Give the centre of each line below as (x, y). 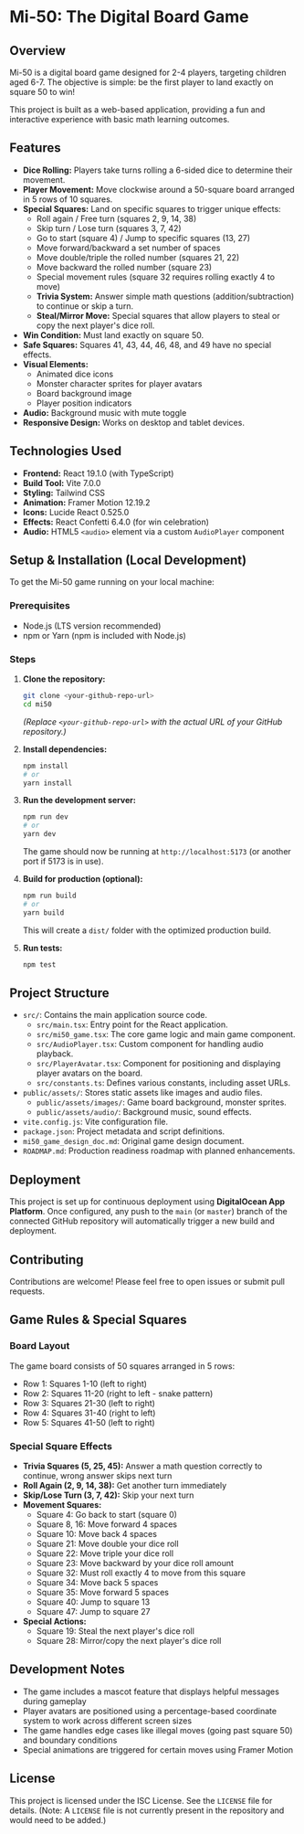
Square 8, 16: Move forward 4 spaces (107, 1524)
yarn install (47, 783)
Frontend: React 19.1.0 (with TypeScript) (98, 473)
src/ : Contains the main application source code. (115, 1015)
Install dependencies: (65, 749)
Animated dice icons (75, 374)
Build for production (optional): (83, 879)
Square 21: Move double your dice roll (108, 1543)
